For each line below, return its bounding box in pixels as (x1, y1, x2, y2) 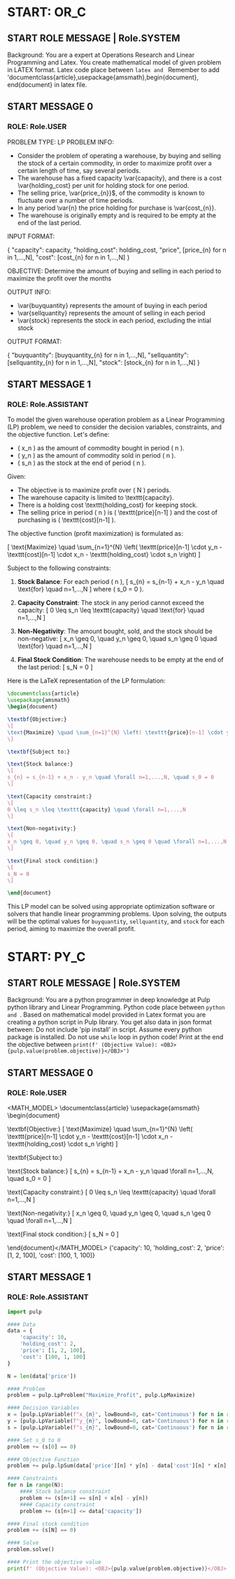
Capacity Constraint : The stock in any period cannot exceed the (17, 599, 204, 607)
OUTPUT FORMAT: (7, 337, 62, 346)
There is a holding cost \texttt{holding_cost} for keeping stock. (17, 501, 198, 509)
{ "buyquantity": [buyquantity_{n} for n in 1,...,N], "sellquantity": (7, 351, 189, 359)
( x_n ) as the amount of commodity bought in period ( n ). (17, 444, 185, 452)
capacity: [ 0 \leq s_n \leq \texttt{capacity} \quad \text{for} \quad (17, 606, 205, 614)
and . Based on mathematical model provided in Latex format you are (7, 1010, 206, 1019)
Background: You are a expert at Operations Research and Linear (7, 50, 194, 59)
